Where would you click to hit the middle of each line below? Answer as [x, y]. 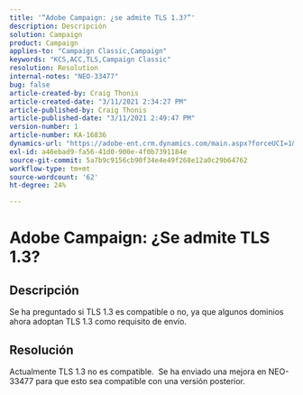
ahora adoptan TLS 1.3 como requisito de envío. [98, 322]
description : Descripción [58, 26]
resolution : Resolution [54, 69]
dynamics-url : [36, 143]
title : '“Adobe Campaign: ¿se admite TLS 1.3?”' [102, 18]
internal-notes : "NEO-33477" [64, 77]
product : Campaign [44, 43]
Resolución [41, 349]
